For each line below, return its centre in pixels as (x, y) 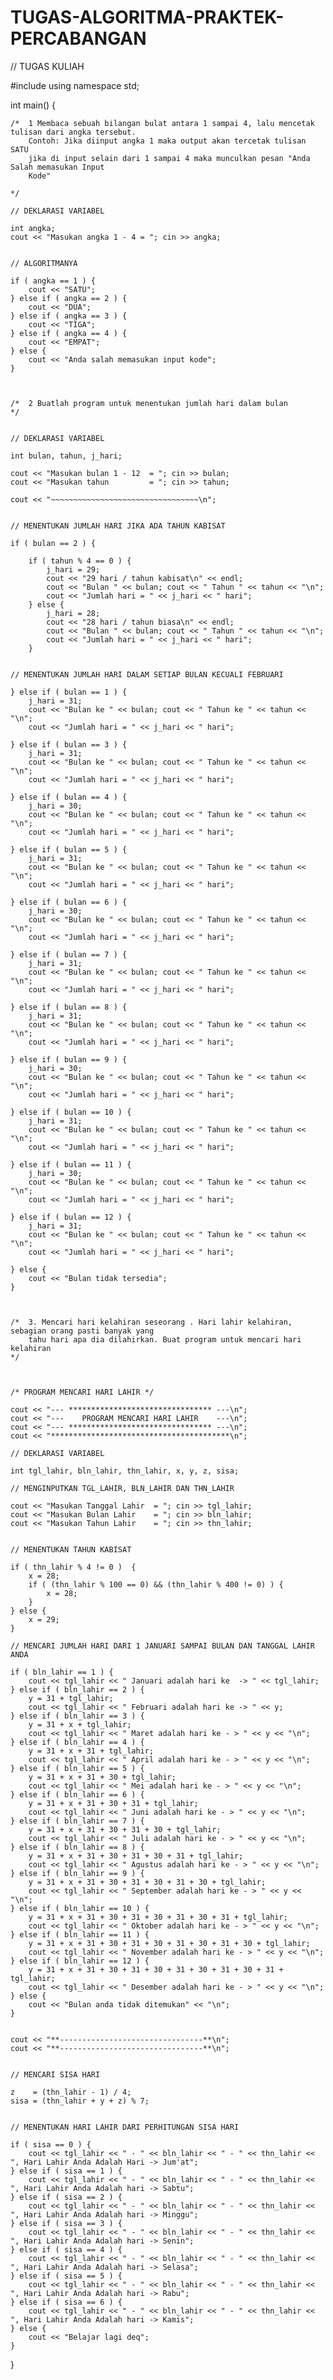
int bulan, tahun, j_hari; (66, 456)
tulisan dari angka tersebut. (73, 132)
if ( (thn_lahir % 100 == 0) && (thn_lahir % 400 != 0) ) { (156, 1584)
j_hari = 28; (73, 613)
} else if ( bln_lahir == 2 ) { (77, 1689)
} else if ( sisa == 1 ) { (66, 2171)
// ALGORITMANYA (44, 263)
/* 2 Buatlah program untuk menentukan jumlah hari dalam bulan (149, 403)
